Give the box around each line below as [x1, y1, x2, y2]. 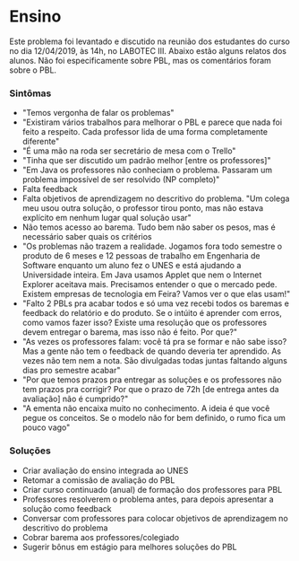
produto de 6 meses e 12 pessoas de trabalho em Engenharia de [21, 250, 261, 261]
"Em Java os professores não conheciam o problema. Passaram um [21, 164, 273, 176]
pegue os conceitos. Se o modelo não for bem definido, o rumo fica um [21, 413, 286, 424]
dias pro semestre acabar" [21, 365, 121, 376]
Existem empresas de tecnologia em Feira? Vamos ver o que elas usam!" [21, 289, 291, 300]
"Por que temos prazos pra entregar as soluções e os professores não [21, 374, 282, 385]
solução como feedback [21, 503, 112, 513]
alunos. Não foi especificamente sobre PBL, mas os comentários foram [9, 55, 271, 66]
